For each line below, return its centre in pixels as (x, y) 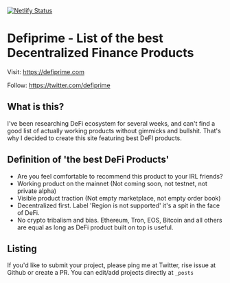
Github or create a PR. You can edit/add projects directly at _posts (101, 273)
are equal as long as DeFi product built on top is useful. (95, 227)
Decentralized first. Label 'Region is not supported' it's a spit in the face (118, 205)
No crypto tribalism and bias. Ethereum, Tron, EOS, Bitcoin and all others (119, 220)
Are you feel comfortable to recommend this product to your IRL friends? (120, 176)
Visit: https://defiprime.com (46, 71)
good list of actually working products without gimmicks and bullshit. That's (114, 131)
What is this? (36, 107)
